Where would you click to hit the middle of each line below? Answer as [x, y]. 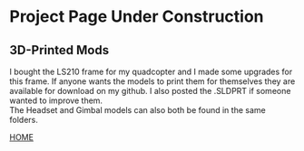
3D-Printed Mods [59, 50]
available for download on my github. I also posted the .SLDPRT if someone [150, 91]
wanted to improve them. [56, 100]
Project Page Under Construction [137, 17]
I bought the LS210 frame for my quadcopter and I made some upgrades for [151, 71]
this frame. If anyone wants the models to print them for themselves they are [152, 81]
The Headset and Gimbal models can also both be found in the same [137, 110]
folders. [24, 120]
